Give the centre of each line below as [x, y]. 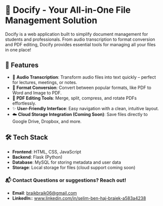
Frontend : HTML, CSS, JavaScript [47, 151]
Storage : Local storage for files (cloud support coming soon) [74, 167]
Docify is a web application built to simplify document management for [77, 34]
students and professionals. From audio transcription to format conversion [80, 39]
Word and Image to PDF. [37, 92]
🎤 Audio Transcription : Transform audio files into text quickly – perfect [84, 77]
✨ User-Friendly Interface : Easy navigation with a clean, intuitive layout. [85, 108]
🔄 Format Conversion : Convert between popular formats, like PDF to [81, 88]
